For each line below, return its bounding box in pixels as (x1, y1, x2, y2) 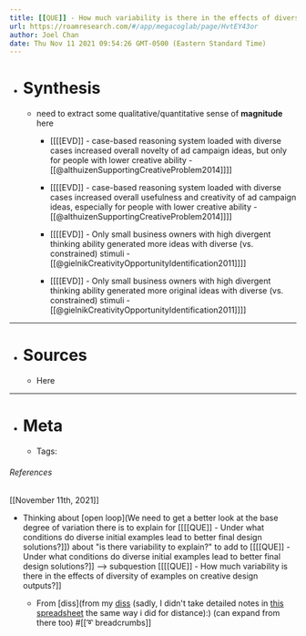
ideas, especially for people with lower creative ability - (49, 201, 258, 212)
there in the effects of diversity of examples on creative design (22, 570, 259, 581)
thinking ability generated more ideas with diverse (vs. (49, 239, 254, 250)
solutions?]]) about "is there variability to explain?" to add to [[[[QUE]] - (22, 541, 291, 552)
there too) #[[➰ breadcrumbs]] (36, 617, 152, 629)
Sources (22, 345, 88, 365)
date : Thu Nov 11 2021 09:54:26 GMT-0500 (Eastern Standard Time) (9, 38, 267, 48)
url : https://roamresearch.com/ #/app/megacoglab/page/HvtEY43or (9, 22, 259, 31)
